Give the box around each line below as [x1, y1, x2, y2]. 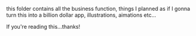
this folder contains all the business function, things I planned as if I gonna [6, 5, 191, 12]
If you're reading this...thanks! [6, 23, 81, 30]
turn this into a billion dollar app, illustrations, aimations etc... [6, 11, 156, 19]
